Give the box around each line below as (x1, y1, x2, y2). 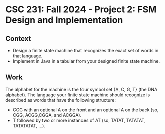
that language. (12, 53, 43, 59)
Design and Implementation (5, 14, 123, 26)
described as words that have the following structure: (5, 97, 116, 103)
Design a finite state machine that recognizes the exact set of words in (12, 48, 159, 53)
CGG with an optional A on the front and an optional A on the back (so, (12, 107, 159, 113)
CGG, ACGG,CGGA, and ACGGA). (12, 112, 82, 118)
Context (5, 34, 31, 43)
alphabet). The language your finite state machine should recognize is (5, 92, 150, 98)
